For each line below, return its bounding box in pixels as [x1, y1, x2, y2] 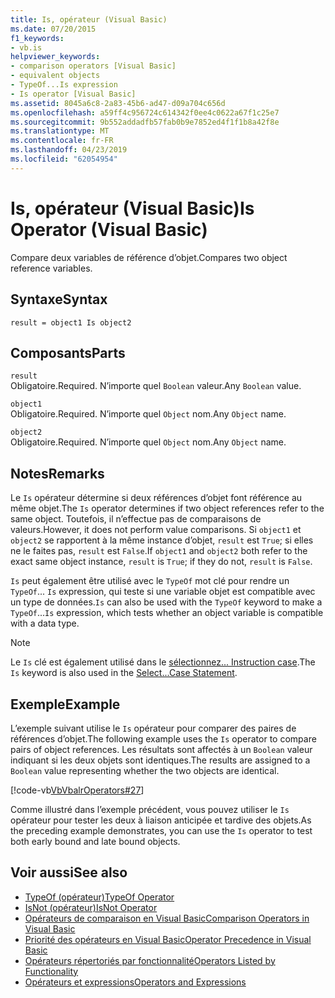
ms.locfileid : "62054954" [10, 154, 118, 164]
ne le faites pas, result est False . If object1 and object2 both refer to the [10, 545, 308, 557]
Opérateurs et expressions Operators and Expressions [24, 976, 247, 988]
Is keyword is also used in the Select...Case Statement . [10, 667, 238, 679]
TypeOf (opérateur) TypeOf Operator [24, 891, 175, 903]
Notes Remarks [10, 465, 105, 482]
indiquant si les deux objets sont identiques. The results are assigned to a [10, 754, 311, 766]
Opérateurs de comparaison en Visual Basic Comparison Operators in [24, 912, 310, 924]
